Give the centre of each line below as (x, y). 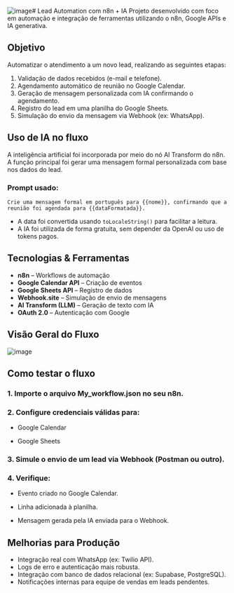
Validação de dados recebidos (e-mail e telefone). (90, 78)
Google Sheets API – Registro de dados (75, 290)
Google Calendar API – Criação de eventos (80, 282)
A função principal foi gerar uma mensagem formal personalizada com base (117, 162)
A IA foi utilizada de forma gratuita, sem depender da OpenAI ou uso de (121, 229)
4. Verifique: (29, 478)
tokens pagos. (38, 236)
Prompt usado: (33, 187)
